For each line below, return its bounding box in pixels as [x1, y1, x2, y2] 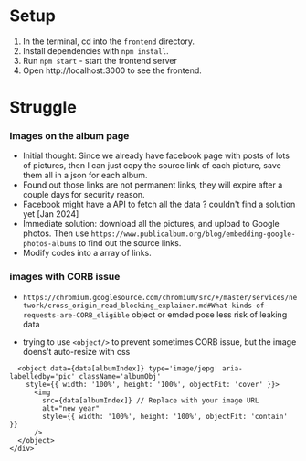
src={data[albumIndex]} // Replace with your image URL [42, 395, 259, 405]
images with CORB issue [9, 271, 121, 284]
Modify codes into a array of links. [22, 248, 153, 259]
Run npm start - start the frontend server [22, 55, 178, 66]
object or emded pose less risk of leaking [131, 308, 288, 320]
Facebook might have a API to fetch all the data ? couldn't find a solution [22, 198, 296, 210]
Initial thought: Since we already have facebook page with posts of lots [22, 150, 290, 161]
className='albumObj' [79, 371, 162, 381]
